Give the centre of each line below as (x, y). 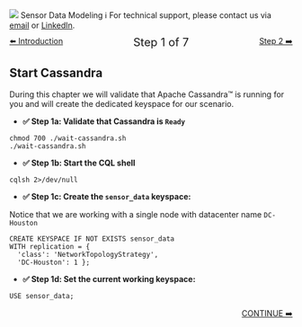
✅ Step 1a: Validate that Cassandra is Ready (104, 121)
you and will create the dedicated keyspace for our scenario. (122, 104)
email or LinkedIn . (42, 25)
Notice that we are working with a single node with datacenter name (136, 215)
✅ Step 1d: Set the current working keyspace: (109, 279)
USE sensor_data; (42, 296)
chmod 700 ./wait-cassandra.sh (68, 138)
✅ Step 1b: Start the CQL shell (79, 163)
